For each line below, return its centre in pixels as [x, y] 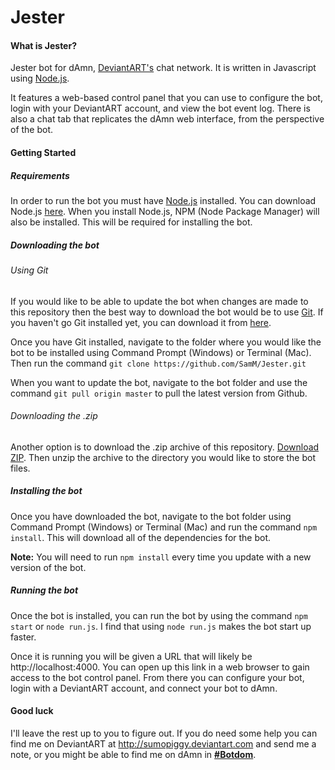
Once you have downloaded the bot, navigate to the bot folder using [151, 516]
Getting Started [43, 152]
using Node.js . [40, 78]
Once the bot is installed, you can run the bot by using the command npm [159, 615]
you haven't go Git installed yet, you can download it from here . [141, 322]
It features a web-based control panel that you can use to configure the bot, [166, 98]
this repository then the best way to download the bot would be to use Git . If [167, 312]
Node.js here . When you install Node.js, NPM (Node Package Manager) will [165, 211]
